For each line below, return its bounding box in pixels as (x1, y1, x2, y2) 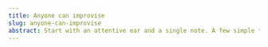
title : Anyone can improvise (8, 11, 105, 20)
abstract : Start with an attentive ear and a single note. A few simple (8, 26, 255, 34)
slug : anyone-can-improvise (8, 19, 102, 27)
